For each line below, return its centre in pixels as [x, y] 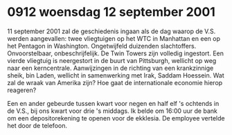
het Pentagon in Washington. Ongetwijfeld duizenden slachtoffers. [102, 46]
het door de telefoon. [37, 125]
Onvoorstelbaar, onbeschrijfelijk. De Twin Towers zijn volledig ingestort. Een [115, 53]
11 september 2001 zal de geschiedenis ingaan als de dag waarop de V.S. [111, 31]
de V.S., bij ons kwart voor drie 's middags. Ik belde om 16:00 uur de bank [113, 111]
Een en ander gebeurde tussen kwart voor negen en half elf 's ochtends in [113, 103]
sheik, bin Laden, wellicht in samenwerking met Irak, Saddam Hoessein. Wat [116, 75]
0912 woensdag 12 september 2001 [111, 12]
